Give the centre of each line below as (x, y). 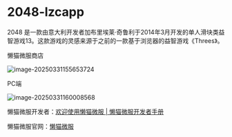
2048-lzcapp (46, 12)
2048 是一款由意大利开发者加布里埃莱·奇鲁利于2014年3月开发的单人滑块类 (113, 32)
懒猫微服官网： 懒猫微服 (40, 126)
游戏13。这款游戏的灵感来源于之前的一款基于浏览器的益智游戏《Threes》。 (118, 40)
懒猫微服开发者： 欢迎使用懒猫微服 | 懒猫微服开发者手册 (86, 111)
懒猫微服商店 (25, 55)
